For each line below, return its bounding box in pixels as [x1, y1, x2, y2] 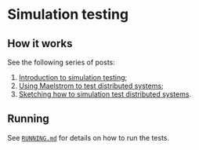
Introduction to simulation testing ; [18, 73, 128, 82]
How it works [7, 37, 73, 50]
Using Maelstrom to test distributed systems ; [18, 81, 164, 90]
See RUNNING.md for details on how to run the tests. [7, 133, 170, 142]
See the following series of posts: [7, 57, 115, 67]
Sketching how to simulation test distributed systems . [18, 90, 192, 99]
